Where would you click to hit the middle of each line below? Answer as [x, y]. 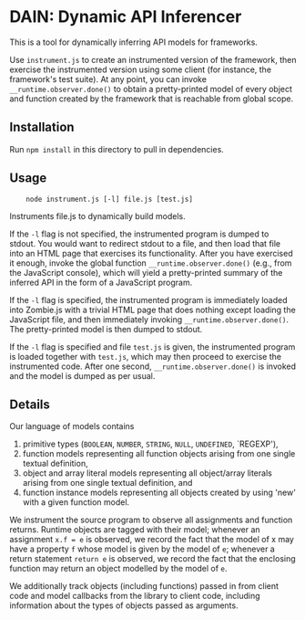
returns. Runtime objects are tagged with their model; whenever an [135, 530]
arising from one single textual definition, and [107, 483]
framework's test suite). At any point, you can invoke [108, 79]
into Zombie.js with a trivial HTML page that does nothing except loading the [152, 310]
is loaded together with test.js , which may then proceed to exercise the [146, 356]
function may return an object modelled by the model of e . [118, 569]
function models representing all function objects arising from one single [159, 454]
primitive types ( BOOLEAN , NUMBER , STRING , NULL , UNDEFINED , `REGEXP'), [151, 444]
